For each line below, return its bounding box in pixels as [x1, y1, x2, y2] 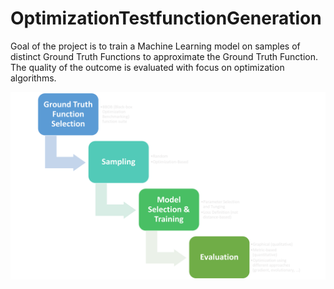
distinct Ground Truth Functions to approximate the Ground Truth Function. [10, 50, 319, 62]
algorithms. [10, 72, 57, 84]
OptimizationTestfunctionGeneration [10, 7, 322, 30]
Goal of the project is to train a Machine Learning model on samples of [10, 40, 301, 52]
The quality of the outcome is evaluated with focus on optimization [10, 61, 285, 73]
